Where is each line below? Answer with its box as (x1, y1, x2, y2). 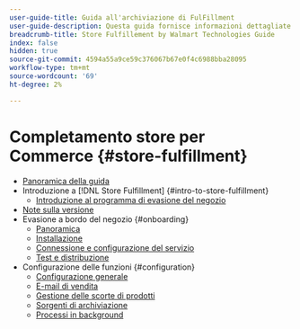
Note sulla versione (22, 204, 94, 215)
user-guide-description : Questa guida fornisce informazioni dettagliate (9, 22, 292, 31)
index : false (9, 38, 58, 48)
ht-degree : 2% (9, 80, 63, 89)
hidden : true (9, 47, 58, 56)
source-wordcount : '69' (9, 72, 99, 81)
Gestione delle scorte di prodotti (35, 289, 155, 301)
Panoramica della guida (22, 175, 110, 186)
